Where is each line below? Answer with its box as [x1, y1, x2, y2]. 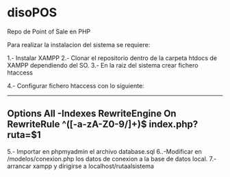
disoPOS [7, 5, 57, 21]
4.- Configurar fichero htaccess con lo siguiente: [7, 81, 145, 90]
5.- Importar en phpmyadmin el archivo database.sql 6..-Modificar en [7, 147, 202, 155]
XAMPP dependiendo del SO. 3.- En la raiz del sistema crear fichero [7, 61, 199, 69]
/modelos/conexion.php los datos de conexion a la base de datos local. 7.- [7, 154, 217, 163]
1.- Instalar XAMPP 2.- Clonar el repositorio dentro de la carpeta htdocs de [7, 53, 218, 62]
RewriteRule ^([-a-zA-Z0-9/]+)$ [7, 118, 147, 131]
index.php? [149, 118, 199, 131]
